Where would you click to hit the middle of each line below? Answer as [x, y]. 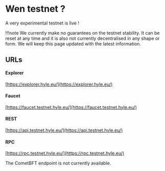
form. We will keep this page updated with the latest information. [73, 43]
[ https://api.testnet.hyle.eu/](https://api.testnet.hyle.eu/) [64, 130]
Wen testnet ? [35, 9]
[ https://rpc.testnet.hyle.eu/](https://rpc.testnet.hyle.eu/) [65, 153]
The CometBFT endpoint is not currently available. [58, 163]
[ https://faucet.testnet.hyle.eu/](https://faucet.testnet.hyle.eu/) [71, 107]
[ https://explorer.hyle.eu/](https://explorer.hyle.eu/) [59, 84]
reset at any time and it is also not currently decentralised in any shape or [82, 38]
